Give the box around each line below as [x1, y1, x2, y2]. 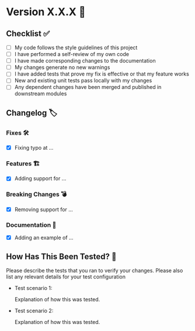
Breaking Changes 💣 [6, 190, 67, 198]
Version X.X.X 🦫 [6, 5, 86, 19]
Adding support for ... [14, 175, 67, 182]
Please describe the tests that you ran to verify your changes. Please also [6, 267, 183, 274]
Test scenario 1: [14, 285, 53, 292]
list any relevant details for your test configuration [6, 273, 126, 280]
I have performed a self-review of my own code [14, 51, 130, 58]
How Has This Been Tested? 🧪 [6, 251, 117, 261]
